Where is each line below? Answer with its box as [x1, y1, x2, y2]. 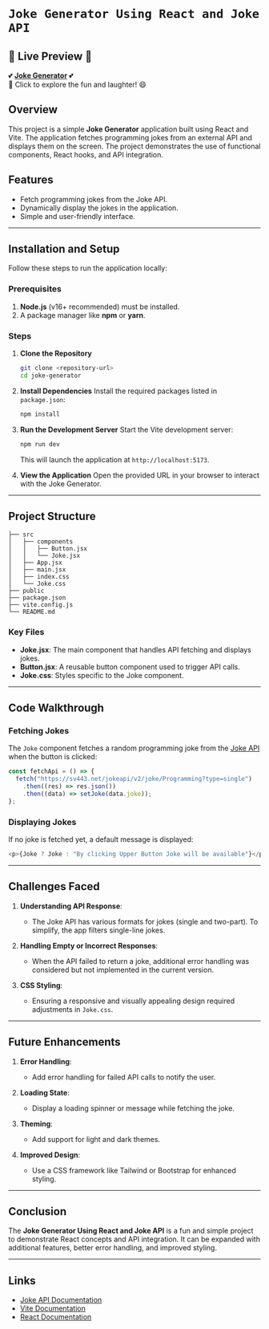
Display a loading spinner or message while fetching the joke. [31, 1103, 235, 1113]
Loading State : [19, 1087, 70, 1097]
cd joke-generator [19, 372, 82, 380]
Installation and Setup [8, 242, 120, 256]
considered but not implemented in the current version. [31, 965, 215, 974]
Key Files [8, 627, 45, 638]
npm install [19, 410, 60, 418]
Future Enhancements [8, 1035, 122, 1049]
